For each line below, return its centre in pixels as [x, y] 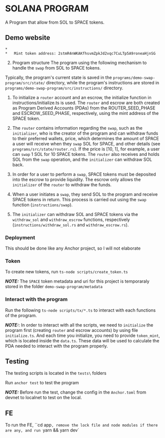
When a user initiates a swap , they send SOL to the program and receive [85, 194]
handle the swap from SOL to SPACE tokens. [57, 68]
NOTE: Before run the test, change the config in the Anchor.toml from [76, 392]
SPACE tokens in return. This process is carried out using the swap [79, 199]
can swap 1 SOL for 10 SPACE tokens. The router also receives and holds [86, 154]
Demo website [28, 38]
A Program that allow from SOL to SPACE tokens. [55, 22]
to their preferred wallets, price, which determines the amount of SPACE [86, 138]
